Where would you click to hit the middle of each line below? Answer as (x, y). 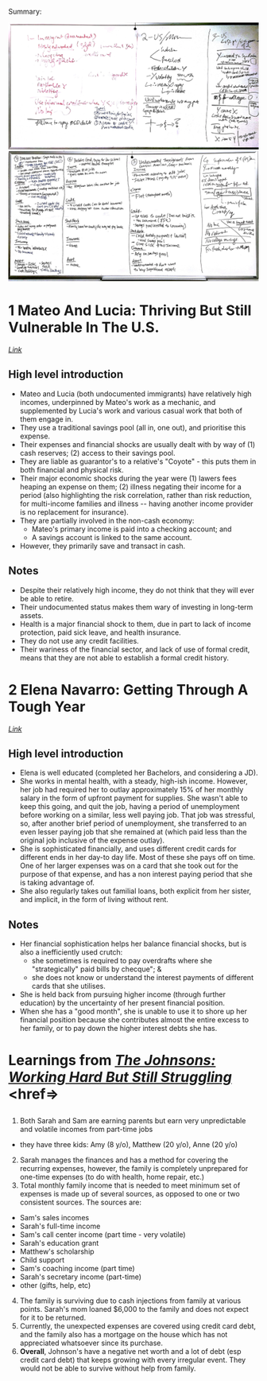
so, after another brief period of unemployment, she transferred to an (133, 823)
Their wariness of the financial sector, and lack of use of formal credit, (135, 649)
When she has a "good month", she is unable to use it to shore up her (133, 1011)
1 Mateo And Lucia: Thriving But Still (130, 311)
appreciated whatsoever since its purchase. (91, 1343)
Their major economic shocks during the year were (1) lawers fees (128, 478)
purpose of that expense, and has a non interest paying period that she (136, 874)
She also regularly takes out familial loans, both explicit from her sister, (135, 891)
